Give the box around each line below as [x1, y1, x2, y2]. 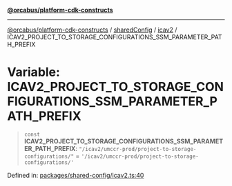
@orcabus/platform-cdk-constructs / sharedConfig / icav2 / [7, 25, 177, 34]
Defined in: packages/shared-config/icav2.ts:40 [7, 171, 144, 179]
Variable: [7, 65, 61, 80]
